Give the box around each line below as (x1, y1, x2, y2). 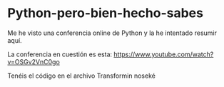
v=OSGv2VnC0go (7, 57, 61, 66)
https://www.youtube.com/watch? (113, 50, 214, 58)
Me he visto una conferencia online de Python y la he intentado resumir (7, 29, 218, 37)
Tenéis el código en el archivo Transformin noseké (7, 71, 156, 80)
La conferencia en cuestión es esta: (7, 50, 113, 58)
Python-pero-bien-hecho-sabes (7, 5, 203, 21)
